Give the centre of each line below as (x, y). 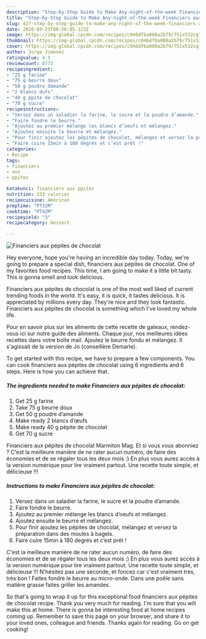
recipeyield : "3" (29, 217)
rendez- (180, 327)
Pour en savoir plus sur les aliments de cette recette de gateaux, (88, 327)
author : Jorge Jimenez (35, 52)
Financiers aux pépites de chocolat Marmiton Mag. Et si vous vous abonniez (103, 446)
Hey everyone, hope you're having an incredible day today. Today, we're (98, 258)
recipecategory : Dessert (38, 223)
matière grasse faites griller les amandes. (58, 585)
